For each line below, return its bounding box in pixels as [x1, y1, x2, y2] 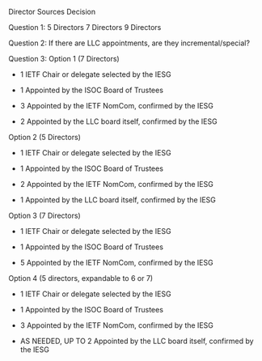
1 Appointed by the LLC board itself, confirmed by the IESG [19, 195, 217, 205]
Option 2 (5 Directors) [8, 133, 81, 142]
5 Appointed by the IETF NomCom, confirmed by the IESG [19, 258, 213, 267]
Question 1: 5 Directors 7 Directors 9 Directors [8, 23, 162, 32]
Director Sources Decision [8, 7, 96, 16]
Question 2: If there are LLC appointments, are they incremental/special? [8, 38, 251, 48]
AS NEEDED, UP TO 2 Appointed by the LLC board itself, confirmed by [19, 336, 254, 346]
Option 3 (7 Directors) [8, 210, 81, 220]
